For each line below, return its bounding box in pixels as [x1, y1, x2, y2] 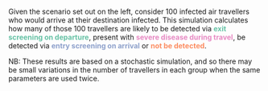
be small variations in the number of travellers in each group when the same [8, 65, 261, 74]
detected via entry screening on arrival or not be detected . [8, 41, 207, 50]
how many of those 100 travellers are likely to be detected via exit [8, 24, 227, 33]
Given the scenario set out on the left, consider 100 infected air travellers [8, 6, 249, 16]
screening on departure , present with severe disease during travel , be [8, 32, 246, 42]
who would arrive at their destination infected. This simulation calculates [8, 15, 249, 25]
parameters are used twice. [8, 74, 100, 83]
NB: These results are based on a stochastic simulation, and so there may [8, 56, 253, 66]
